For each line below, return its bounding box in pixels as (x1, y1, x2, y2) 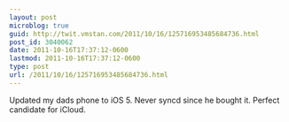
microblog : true (9, 21, 69, 30)
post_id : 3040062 (9, 37, 74, 47)
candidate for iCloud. (9, 103, 86, 115)
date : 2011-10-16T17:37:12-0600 (9, 46, 129, 55)
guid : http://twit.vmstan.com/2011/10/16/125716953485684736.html (9, 29, 260, 38)
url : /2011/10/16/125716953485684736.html (9, 71, 168, 80)
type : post (9, 63, 50, 72)
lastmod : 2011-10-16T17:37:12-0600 (9, 54, 141, 63)
